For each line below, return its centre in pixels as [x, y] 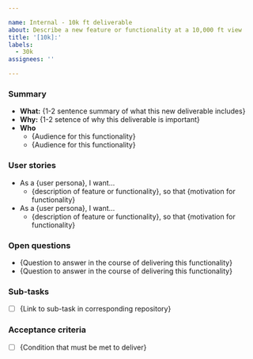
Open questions [40, 245]
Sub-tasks [29, 292]
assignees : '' [32, 59]
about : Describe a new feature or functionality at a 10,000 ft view [125, 30]
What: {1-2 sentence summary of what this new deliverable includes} [132, 111]
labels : [21, 44]
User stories [32, 166]
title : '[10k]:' [35, 37]
